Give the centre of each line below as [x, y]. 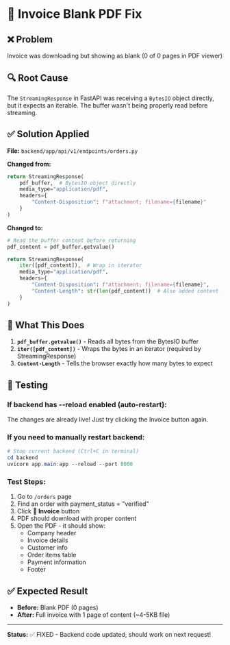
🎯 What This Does [46, 325]
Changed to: [25, 228]
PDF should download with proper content [77, 519]
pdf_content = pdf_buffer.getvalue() [61, 247]
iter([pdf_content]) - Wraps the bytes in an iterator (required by [109, 349]
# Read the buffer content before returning [72, 240]
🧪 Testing [28, 385]
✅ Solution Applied [48, 134]
